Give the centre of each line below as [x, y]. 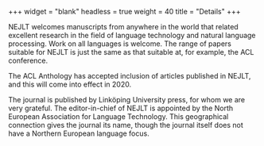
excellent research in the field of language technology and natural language [132, 35]
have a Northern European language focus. [79, 133]
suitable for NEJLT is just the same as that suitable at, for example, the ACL [131, 52]
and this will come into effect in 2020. [70, 84]
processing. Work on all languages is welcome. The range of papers [120, 44]
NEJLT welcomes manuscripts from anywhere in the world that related [123, 27]
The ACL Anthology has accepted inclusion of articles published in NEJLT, [130, 76]
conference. [28, 60]
